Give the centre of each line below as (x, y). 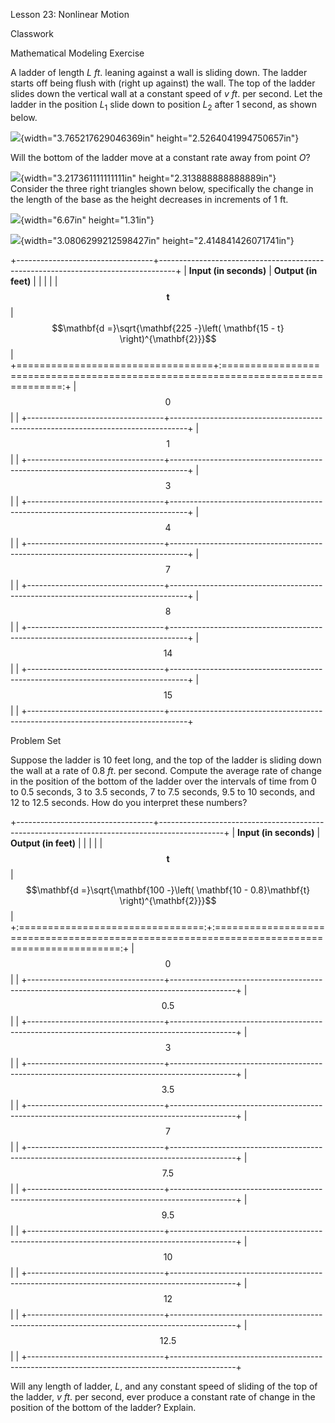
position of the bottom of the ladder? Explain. (103, 1407)
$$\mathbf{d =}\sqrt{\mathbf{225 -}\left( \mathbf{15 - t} (168, 328)
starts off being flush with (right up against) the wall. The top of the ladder (163, 83)
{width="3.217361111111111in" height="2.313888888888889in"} (148, 178)
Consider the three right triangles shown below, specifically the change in (162, 188)
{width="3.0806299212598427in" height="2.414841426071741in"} (157, 240)
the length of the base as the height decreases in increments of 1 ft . (149, 199)
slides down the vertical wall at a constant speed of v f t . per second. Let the (166, 93)
